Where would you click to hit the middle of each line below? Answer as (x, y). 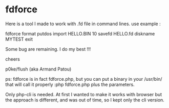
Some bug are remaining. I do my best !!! (48, 49)
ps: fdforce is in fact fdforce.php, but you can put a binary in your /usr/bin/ (84, 79)
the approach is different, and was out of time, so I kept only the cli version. (85, 100)
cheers (13, 59)
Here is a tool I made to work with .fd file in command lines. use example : (83, 24)
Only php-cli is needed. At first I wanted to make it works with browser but (84, 94)
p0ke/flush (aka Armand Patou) (38, 69)
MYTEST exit (19, 39)
